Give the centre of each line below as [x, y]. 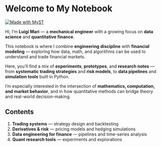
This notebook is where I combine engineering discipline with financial [77, 46]
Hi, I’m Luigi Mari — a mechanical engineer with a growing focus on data [79, 31]
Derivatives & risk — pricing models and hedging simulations [74, 129]
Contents [20, 112]
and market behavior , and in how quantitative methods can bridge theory [79, 91]
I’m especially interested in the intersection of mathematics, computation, [80, 86]
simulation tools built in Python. [37, 76]
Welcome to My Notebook [59, 9]
